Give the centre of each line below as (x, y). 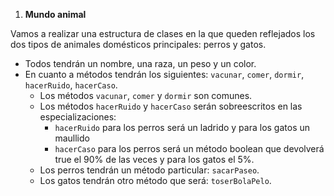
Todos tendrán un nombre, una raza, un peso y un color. (140, 63)
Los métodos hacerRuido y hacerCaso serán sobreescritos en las (171, 106)
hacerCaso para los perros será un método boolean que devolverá (189, 148)
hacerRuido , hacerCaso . (71, 85)
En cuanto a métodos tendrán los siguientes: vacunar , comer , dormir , (164, 74)
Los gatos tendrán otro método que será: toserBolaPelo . (155, 180)
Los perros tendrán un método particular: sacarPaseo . (149, 170)
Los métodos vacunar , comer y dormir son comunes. (146, 95)
